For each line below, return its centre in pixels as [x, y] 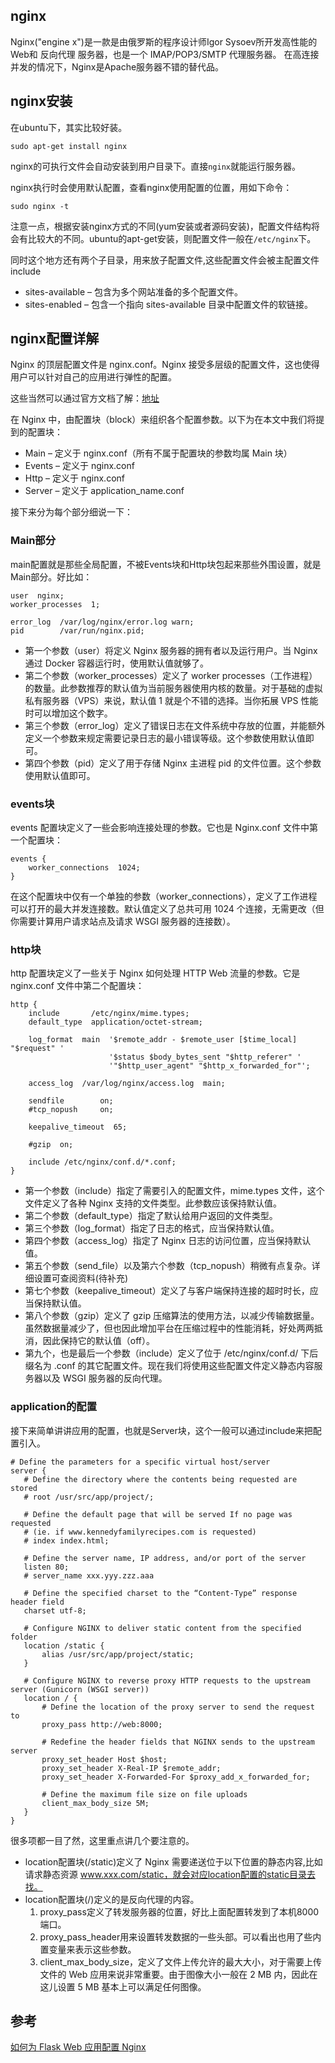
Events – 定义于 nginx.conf [79, 466]
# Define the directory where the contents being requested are [160, 1479]
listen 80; [46, 1567]
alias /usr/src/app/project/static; [118, 1654]
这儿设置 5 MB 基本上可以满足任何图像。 [123, 1986]
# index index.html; [66, 1540]
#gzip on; [51, 1145]
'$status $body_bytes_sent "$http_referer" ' [205, 1057]
